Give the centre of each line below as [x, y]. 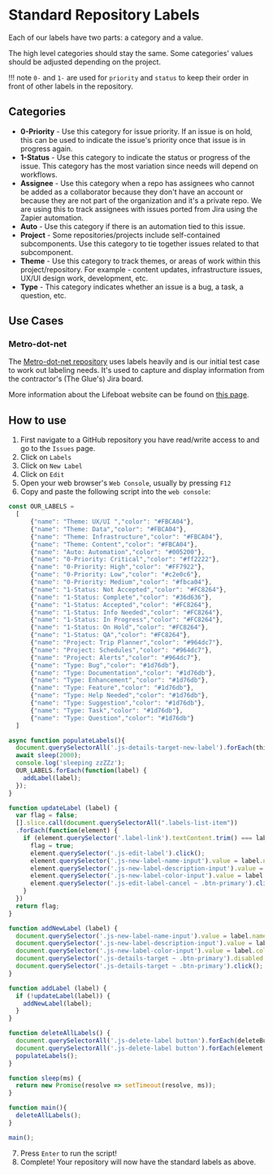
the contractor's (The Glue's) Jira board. [76, 379]
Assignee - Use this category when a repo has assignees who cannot [137, 183]
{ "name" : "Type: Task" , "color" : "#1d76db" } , [106, 710]
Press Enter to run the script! [69, 1153]
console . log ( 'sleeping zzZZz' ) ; [71, 763]
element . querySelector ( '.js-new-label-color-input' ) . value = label [147, 876]
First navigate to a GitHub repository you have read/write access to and [140, 440]
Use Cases [36, 321]
